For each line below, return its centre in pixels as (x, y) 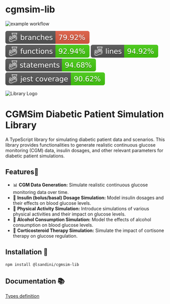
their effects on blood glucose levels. (52, 203)
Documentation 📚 (35, 281)
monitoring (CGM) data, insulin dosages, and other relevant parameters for (84, 150)
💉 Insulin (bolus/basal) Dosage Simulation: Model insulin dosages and (88, 198)
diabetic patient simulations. (35, 156)
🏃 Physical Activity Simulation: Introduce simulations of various (81, 208)
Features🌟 (22, 172)
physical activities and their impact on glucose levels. (69, 214)
